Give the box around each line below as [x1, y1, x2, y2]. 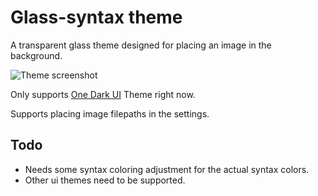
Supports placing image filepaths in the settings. [10, 107, 210, 120]
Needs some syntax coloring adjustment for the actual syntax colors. [24, 163, 310, 175]
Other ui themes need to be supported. [24, 174, 186, 186]
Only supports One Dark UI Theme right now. [10, 88, 196, 100]
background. [10, 49, 63, 61]
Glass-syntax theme [10, 6, 183, 29]
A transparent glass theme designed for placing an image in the [10, 39, 272, 51]
